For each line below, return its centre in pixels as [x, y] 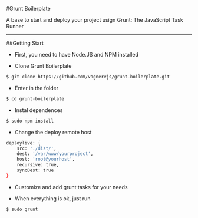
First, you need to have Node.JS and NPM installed [76, 54]
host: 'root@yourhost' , [46, 159]
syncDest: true [35, 170]
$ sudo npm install [30, 121]
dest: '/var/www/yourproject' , [55, 154]
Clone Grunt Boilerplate [43, 66]
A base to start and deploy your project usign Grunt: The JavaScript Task [95, 20]
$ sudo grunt [22, 209]
